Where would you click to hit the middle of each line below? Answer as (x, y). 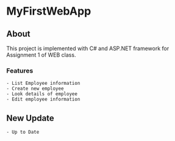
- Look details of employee (42, 94)
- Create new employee (35, 89)
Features (20, 70)
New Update (30, 118)
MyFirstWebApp (49, 11)
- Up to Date (23, 132)
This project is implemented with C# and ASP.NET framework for (88, 48)
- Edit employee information (43, 99)
